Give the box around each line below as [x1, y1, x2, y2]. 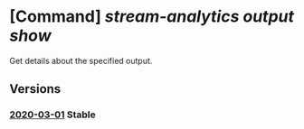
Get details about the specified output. [9, 55, 153, 66]
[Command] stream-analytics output [9, 6, 295, 27]
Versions [9, 81, 62, 97]
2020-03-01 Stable [9, 108, 97, 121]
